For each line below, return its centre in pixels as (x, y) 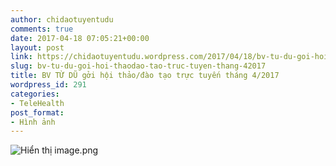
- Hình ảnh (33, 122)
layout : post (37, 47)
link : (21, 57)
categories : (35, 94)
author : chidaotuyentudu (62, 19)
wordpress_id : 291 (48, 85)
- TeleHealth (37, 103)
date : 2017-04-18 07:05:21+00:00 (80, 38)
